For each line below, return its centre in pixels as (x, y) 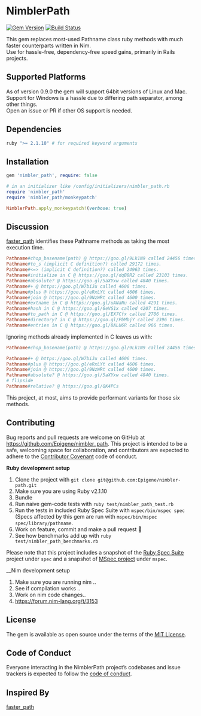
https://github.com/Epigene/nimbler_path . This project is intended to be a (97, 443)
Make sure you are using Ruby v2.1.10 (61, 491)
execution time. (25, 248)
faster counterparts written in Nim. (49, 45)
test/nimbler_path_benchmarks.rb (57, 541)
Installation (28, 162)
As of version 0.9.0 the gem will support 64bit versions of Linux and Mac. (97, 92)
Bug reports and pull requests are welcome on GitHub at (76, 437)
